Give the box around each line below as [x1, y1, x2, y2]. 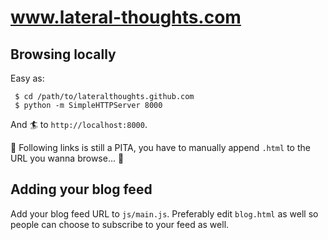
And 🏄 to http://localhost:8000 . [10, 119, 148, 130]
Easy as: [10, 72, 45, 84]
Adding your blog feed [10, 181, 153, 198]
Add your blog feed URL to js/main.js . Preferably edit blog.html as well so [10, 207, 319, 220]
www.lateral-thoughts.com [10, 6, 242, 29]
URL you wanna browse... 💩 [10, 152, 125, 164]
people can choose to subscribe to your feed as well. [10, 218, 230, 230]
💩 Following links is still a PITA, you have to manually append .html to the [10, 142, 311, 153]
